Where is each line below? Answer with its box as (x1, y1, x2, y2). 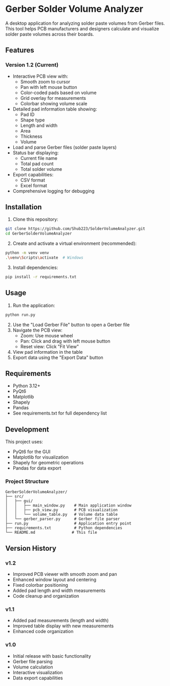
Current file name (20, 155, 58, 161)
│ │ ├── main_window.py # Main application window (5, 503, 132, 508)
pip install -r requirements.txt (5, 274, 77, 279)
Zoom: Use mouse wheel (20, 332, 73, 338)
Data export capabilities (12, 675, 63, 681)
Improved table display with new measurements (12, 623, 114, 629)
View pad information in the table (12, 349, 83, 355)
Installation (5, 203, 42, 211)
